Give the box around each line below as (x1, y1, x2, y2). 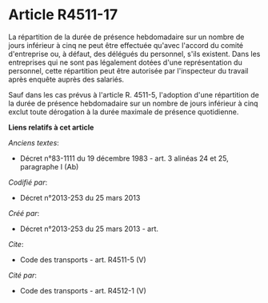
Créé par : (8, 208, 40, 217)
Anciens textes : (8, 138, 60, 147)
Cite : (8, 239, 24, 249)
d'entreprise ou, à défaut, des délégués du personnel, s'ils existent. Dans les (8, 49, 261, 58)
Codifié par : (8, 177, 48, 187)
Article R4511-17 (8, 6, 118, 24)
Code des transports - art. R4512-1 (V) (19, 285, 146, 295)
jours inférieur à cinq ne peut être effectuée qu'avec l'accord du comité (8, 40, 244, 50)
